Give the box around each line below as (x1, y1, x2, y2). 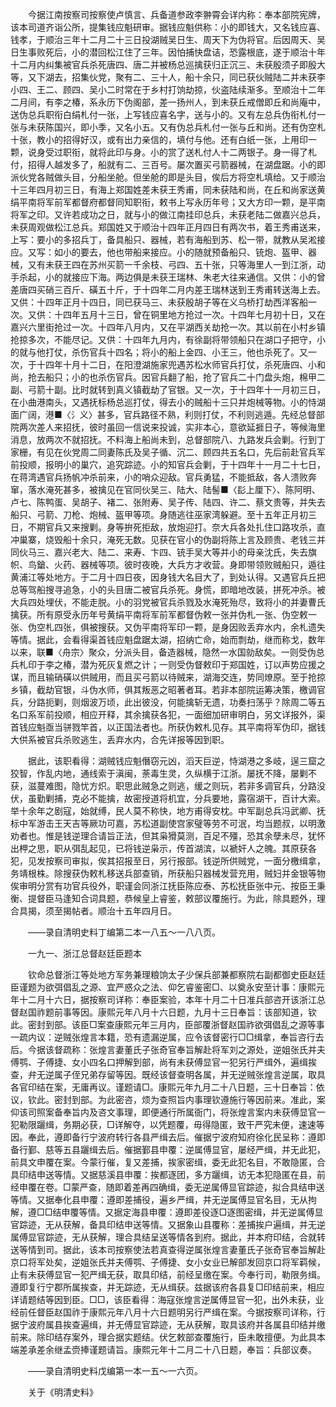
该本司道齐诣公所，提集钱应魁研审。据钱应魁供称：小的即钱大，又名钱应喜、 (10, 21, 326, 33)
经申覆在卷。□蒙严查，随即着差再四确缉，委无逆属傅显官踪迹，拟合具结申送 (10, 1181, 325, 1193)
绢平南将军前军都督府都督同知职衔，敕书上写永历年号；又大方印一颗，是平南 (10, 196, 326, 208)
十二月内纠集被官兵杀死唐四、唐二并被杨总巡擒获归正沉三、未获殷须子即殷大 (10, 59, 326, 70)
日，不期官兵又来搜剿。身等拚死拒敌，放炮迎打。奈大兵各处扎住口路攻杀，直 (10, 521, 326, 533)
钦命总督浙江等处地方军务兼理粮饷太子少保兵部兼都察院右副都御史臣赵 (27, 969, 317, 980)
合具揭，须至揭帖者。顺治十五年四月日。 (10, 905, 177, 917)
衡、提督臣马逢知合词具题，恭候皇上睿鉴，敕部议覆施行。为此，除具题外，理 (10, 893, 326, 904)
